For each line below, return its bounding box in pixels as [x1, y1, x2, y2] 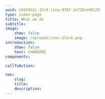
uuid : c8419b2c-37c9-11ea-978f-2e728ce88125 [5, 7, 100, 13]
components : [5, 54, 30, 59]
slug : [14, 77, 26, 82]
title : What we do [5, 17, 44, 22]
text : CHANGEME [14, 49, 46, 54]
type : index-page [5, 12, 42, 17]
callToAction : [5, 63, 35, 68]
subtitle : [5, 21, 26, 27]
